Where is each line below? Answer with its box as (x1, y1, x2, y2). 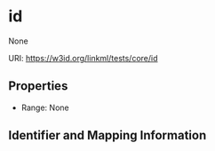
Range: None (20, 102, 69, 113)
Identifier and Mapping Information (8, 128, 207, 143)
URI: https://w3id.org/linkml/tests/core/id (8, 52, 158, 63)
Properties (8, 78, 68, 94)
